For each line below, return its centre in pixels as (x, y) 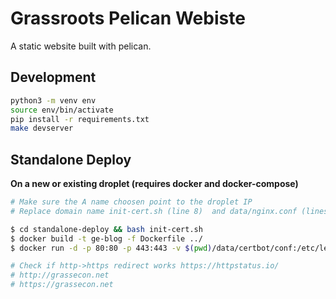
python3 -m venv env (53, 100)
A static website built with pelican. (81, 46)
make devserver (42, 128)
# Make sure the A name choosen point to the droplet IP (131, 202)
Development (53, 77)
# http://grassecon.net (60, 275)
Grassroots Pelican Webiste (128, 18)
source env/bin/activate (62, 110)
